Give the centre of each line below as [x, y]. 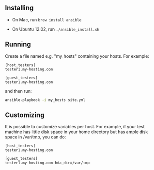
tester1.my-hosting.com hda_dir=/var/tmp [47, 163]
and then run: [18, 91]
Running [18, 44]
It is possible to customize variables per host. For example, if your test [75, 127]
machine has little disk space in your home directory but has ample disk [77, 132]
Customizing [25, 115]
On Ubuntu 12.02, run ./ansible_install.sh [56, 29]
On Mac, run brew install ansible [47, 19]
